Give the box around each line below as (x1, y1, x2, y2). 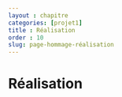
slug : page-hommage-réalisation (8, 41, 114, 49)
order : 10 (8, 33, 44, 42)
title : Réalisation (8, 26, 76, 34)
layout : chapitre (8, 11, 68, 20)
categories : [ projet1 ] (8, 19, 83, 27)
